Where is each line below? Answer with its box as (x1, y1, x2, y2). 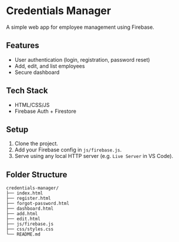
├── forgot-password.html (6, 201, 69, 207)
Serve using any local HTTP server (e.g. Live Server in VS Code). (14, 153, 174, 160)
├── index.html (6, 190, 43, 196)
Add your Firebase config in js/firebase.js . (14, 146, 122, 153)
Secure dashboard (14, 69, 60, 76)
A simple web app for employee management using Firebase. (6, 23, 154, 31)
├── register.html (6, 196, 51, 201)
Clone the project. (14, 140, 59, 147)
